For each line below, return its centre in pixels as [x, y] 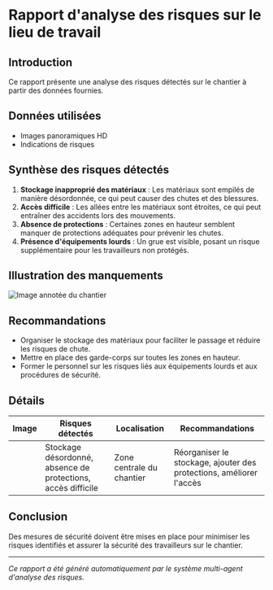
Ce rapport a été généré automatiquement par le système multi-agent [126, 568]
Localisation [140, 429]
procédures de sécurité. [61, 375]
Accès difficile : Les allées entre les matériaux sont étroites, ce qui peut [141, 207]
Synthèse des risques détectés [89, 170]
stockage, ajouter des [215, 463]
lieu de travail [55, 32]
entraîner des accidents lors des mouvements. [98, 215]
